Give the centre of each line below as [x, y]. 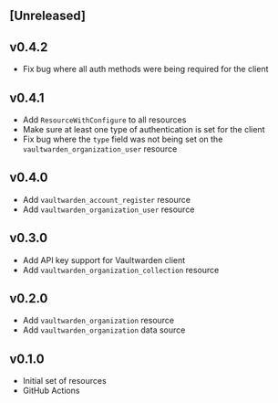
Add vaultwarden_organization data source [104, 330]
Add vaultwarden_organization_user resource [108, 209]
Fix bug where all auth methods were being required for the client [145, 69]
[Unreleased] [48, 16]
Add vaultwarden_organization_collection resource [121, 270]
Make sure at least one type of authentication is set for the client [144, 130]
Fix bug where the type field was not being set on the [123, 139]
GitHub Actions [51, 391]
